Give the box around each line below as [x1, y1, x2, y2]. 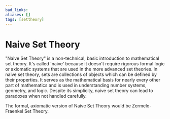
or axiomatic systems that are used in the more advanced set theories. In [5, 66, 158, 72]
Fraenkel [5, 108, 24, 114]
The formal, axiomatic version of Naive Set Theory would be [5, 103, 131, 109]
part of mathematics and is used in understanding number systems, [5, 82, 147, 89]
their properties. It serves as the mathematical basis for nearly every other [5, 77, 161, 83]
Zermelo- [131, 103, 152, 109]
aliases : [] [5, 12, 30, 17]
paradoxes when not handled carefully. [5, 93, 87, 99]
